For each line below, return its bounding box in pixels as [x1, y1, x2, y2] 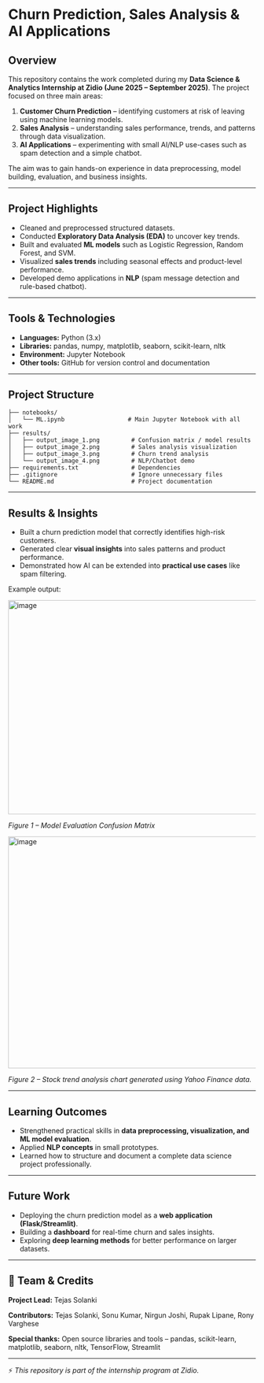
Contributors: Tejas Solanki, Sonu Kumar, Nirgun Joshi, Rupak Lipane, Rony [8, 1310, 255, 1320]
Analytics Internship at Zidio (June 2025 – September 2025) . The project [8, 83, 250, 92]
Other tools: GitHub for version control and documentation [19, 358, 211, 367]
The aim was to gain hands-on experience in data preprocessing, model [8, 164, 241, 172]
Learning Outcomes [8, 1105, 108, 1118]
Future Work [8, 1189, 71, 1203]
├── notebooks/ [8, 409, 58, 417]
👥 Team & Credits [8, 1274, 94, 1288]
